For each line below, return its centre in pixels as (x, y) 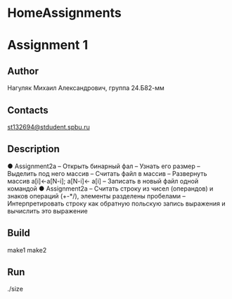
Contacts (28, 110)
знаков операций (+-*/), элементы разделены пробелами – (97, 196)
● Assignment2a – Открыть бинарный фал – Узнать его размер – (104, 166)
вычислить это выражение (47, 211)
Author (23, 71)
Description (33, 149)
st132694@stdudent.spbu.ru (49, 127)
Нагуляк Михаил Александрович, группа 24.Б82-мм (86, 88)
